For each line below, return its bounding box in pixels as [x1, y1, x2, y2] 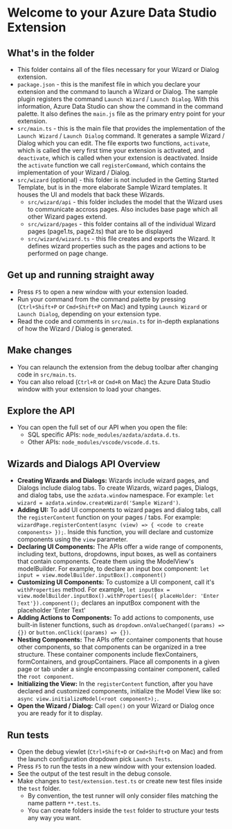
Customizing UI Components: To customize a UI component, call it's [17, 578, 215, 586]
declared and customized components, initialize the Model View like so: [17, 687, 222, 695]
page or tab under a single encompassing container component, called [17, 665, 220, 673]
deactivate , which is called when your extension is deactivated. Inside [17, 154, 218, 162]
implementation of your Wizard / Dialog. [17, 168, 132, 176]
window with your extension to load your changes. [17, 385, 161, 393]
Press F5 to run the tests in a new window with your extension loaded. [17, 763, 217, 771]
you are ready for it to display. [17, 709, 102, 718]
